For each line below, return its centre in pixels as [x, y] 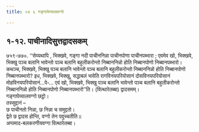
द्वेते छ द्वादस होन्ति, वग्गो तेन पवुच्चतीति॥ [44, 116]
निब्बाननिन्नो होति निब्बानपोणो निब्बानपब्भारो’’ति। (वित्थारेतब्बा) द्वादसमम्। [73, 89]
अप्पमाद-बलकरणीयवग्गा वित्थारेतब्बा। [41, 123]
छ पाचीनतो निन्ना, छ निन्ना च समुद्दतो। [41, 110]
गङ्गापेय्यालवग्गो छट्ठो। [28, 96]
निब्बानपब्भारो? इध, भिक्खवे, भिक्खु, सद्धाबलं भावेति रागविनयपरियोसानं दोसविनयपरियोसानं [88, 76]
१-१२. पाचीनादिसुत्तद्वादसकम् [47, 42]
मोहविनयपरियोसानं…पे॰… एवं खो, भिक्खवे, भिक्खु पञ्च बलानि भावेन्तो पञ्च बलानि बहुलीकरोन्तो [93, 83]
